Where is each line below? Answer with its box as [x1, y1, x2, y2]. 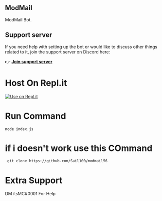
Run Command [5, 110, 67, 121]
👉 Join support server [5, 58, 53, 65]
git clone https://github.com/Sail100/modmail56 [7, 159, 108, 164]
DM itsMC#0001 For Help [5, 191, 56, 197]
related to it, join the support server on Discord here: [5, 49, 110, 55]
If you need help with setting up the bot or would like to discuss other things [5, 44, 158, 50]
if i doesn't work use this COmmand [5, 143, 153, 153]
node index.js [5, 126, 34, 132]
